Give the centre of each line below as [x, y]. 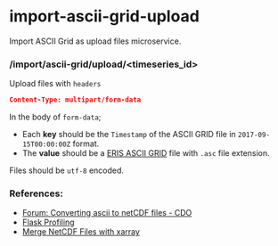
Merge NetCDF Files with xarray [81, 232]
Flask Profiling [48, 222]
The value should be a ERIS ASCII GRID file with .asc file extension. [146, 153]
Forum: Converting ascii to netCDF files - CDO [107, 213]
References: [37, 193]
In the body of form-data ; [55, 117]
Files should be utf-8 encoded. [67, 170]
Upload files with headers [55, 84]
